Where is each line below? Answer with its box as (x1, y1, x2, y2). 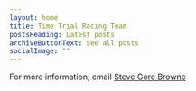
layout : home (9, 13, 59, 23)
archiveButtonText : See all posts (9, 38, 140, 48)
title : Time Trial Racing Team (9, 22, 127, 31)
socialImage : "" (9, 47, 70, 56)
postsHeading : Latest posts (9, 30, 116, 39)
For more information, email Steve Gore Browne (9, 71, 187, 82)
